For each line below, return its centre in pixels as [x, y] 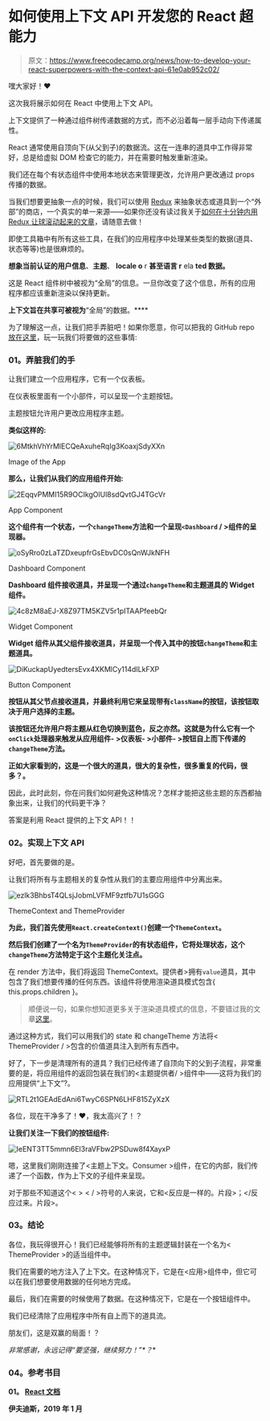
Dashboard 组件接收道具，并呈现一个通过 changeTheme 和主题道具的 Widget [131, 585]
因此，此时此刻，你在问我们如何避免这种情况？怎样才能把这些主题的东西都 [131, 793]
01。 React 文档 [35, 1392]
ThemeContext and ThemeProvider [67, 911]
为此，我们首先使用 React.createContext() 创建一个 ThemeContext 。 [117, 927]
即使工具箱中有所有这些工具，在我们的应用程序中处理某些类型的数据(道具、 [133, 239]
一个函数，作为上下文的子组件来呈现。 [86, 1175]
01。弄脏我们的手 [42, 360]
